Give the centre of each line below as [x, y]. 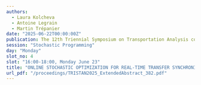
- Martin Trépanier [36, 28]
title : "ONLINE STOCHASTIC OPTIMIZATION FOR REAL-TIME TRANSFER [88, 67]
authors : [17, 12]
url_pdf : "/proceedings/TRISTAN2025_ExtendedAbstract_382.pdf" [87, 73]
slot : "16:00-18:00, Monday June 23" [53, 62]
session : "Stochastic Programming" [51, 45]
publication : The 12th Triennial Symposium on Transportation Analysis [97, 40]
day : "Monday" [24, 51]
